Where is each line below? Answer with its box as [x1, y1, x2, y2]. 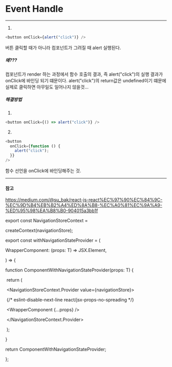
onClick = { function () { [10, 144, 60, 149]
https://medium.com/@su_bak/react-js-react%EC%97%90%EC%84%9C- [5, 197, 163, 203]
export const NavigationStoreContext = [5, 218, 88, 224]
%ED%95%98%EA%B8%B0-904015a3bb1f [5, 208, 98, 214]
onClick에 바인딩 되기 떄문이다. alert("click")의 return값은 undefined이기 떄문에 [5, 77, 166, 83]
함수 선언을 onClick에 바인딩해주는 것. [5, 168, 81, 174]
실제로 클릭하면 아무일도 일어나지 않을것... [5, 84, 89, 90]
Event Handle [5, 3, 63, 15]
